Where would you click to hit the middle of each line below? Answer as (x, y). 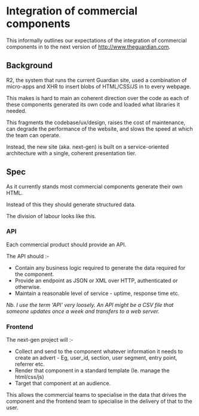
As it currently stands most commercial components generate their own (94, 186)
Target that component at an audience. (63, 383)
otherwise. (28, 287)
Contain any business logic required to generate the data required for (100, 267)
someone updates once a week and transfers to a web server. (83, 311)
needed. (16, 111)
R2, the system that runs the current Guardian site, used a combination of (97, 80)
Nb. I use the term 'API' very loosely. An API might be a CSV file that (90, 305)
